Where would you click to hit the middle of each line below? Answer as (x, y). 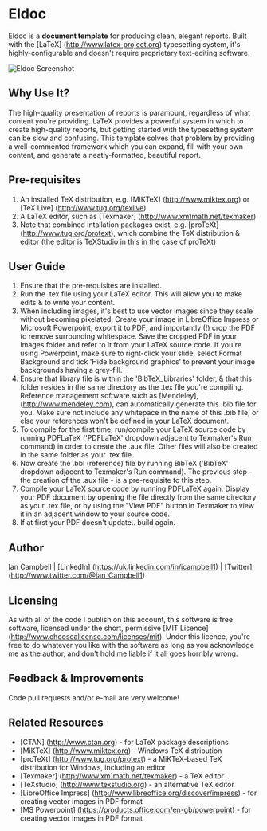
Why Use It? (39, 94)
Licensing (33, 600)
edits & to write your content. (67, 303)
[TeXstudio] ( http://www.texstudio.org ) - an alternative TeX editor (127, 784)
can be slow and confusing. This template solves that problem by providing (132, 138)
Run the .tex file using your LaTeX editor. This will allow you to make (131, 294)
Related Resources (56, 723)
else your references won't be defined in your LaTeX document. (124, 421)
